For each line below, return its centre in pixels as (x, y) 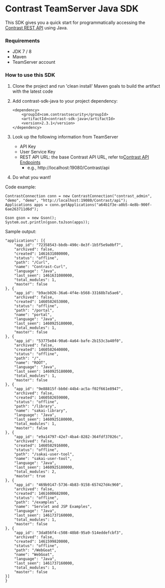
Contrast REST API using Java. (37, 27)
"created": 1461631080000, (42, 254)
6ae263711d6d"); (22, 209)
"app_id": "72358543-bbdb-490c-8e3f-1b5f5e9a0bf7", (69, 245)
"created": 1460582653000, (42, 301)
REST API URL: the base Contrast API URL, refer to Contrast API (84, 157)
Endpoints (30, 162)
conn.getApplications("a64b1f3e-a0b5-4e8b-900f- (101, 205)
